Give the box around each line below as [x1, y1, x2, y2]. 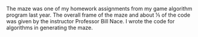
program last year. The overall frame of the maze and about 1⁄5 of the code [6, 11, 191, 18]
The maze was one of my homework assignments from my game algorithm [6, 5, 193, 12]
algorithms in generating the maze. [6, 24, 93, 31]
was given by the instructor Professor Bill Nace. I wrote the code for [6, 18, 175, 24]
